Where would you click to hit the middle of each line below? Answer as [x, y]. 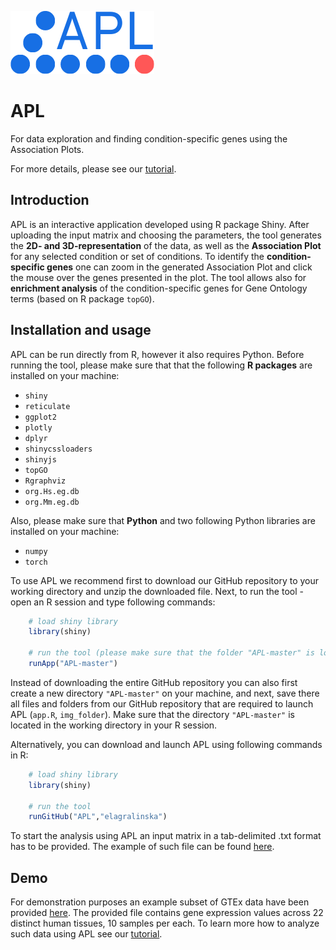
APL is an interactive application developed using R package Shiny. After [160, 224]
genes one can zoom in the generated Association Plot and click [179, 267]
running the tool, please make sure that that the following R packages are [161, 365]
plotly [38, 427]
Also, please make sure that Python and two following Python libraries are [163, 520]
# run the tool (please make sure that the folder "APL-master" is [171, 653]
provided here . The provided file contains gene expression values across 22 [167, 913]
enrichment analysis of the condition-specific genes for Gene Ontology [159, 288]
